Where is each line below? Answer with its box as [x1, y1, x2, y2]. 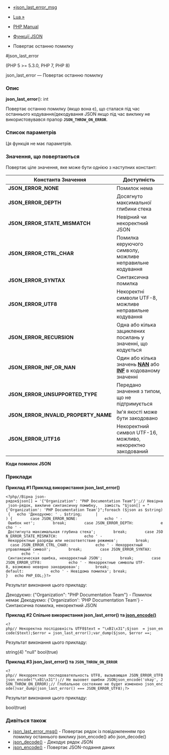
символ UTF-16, [116, 429, 157, 436]
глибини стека [116, 205, 152, 212]
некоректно [116, 441, 145, 448]
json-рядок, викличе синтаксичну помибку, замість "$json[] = [8, 503, 145, 508]
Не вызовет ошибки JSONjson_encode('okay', [66, 677, 158, 682]
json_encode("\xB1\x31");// [6, 677, 65, 682]
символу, [116, 247, 139, 254]
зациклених [116, 327, 145, 334]
